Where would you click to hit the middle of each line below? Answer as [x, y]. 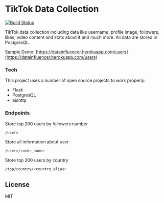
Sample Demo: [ [21, 52]
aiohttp [19, 100]
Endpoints [18, 113]
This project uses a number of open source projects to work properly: [75, 80]
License [17, 184]
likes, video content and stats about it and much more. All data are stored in [81, 37]
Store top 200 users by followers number [47, 124]
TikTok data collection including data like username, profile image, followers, [82, 32]
